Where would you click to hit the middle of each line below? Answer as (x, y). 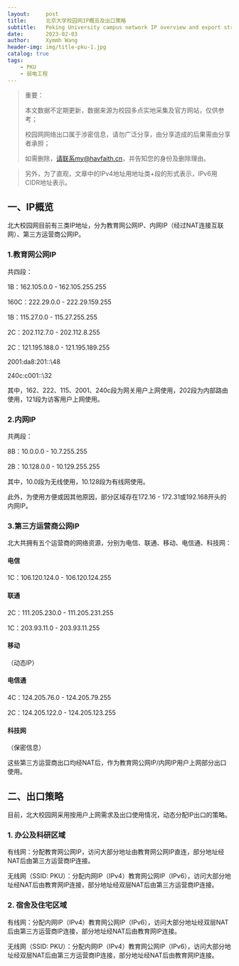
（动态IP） (23, 662)
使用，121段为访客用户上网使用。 (55, 399)
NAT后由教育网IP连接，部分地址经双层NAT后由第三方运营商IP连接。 (119, 885)
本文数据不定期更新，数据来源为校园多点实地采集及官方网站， (115, 110)
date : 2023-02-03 (43, 34)
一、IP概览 (31, 207)
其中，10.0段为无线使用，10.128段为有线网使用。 (78, 482)
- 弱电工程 (34, 73)
